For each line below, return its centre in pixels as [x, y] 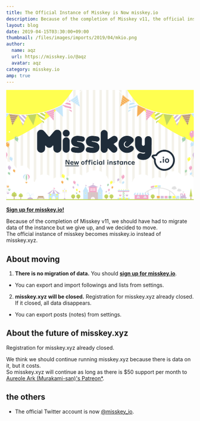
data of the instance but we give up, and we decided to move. [82, 228]
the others [26, 397]
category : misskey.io [33, 69]
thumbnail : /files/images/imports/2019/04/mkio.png [71, 38]
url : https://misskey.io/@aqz [49, 57]
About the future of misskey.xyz [67, 334]
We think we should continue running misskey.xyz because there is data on [99, 359]
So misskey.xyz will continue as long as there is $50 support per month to [97, 372]
